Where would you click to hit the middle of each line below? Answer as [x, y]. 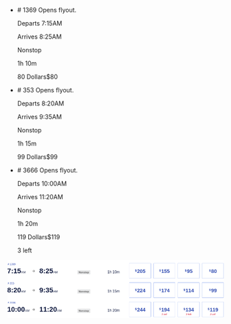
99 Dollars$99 [37, 157]
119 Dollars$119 [38, 237]
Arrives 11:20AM [40, 197]
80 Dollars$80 [37, 77]
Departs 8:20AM [41, 103]
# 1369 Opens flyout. [47, 10]
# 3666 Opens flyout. [47, 170]
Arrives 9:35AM [39, 117]
